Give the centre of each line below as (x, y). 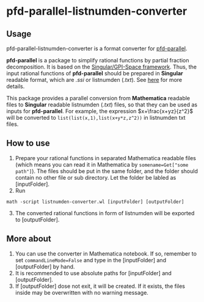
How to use (28, 143)
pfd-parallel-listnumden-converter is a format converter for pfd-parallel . (97, 48)
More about (29, 239)
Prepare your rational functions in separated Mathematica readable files (106, 158)
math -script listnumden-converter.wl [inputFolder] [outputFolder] (95, 202)
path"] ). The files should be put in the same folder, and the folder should (107, 171)
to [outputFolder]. (37, 219)
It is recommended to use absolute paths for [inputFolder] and (93, 273)
